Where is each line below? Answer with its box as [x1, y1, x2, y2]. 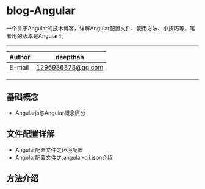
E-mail [9, 63, 29, 71]
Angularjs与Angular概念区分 [15, 109, 86, 116]
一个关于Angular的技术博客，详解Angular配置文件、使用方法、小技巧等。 [6, 24, 190, 32]
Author [9, 52, 31, 61]
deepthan [55, 52, 84, 61]
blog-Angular [6, 4, 76, 18]
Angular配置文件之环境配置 [15, 146, 84, 153]
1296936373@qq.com [36, 63, 104, 71]
